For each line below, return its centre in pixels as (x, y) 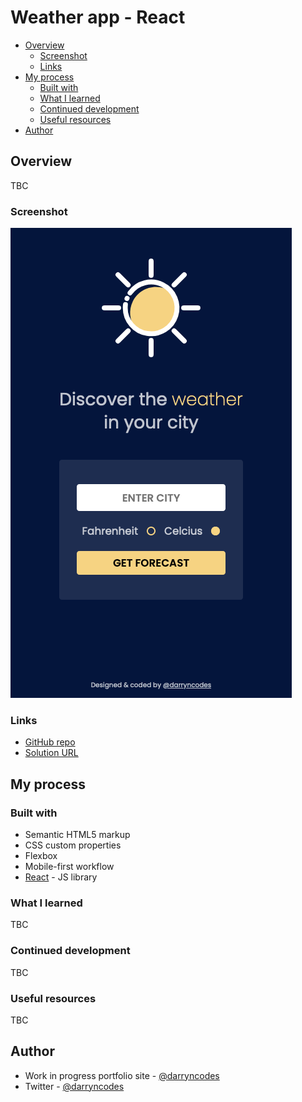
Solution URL (51, 753)
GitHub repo (50, 742)
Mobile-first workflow (69, 867)
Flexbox (41, 856)
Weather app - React (98, 17)
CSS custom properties (73, 845)
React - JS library (61, 877)
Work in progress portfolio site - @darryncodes (122, 1075)
